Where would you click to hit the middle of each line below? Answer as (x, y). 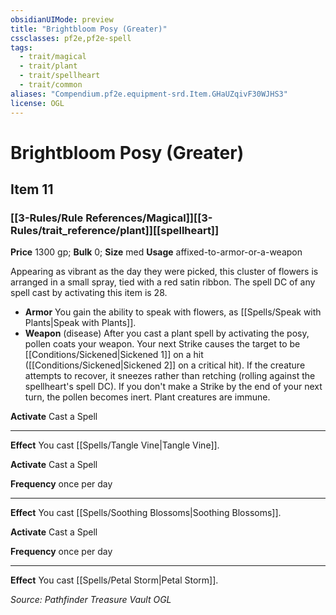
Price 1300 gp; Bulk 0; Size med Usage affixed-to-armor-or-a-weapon (156, 252)
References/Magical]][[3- (149, 218)
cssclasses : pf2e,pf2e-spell (71, 38)
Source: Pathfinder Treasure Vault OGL (91, 600)
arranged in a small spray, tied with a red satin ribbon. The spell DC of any (163, 282)
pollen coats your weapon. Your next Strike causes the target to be (162, 344)
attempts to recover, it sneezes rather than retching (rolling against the (170, 376)
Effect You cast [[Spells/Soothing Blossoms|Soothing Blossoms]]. (146, 513)
